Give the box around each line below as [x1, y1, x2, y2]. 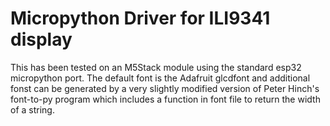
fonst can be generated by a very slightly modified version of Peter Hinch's [10, 82, 320, 94]
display [10, 28, 73, 51]
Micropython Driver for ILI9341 [10, 7, 271, 30]
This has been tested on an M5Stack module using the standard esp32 [10, 61, 302, 73]
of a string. [10, 103, 55, 116]
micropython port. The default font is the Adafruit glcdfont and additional [10, 72, 311, 84]
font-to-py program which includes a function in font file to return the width [10, 93, 321, 105]
